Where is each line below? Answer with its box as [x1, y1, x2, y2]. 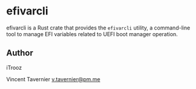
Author [6, 48, 33, 58]
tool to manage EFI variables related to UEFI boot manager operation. [6, 30, 178, 37]
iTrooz [6, 64, 22, 71]
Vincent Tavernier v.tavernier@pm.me [6, 75, 101, 82]
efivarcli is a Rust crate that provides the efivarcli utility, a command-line [6, 24, 191, 31]
